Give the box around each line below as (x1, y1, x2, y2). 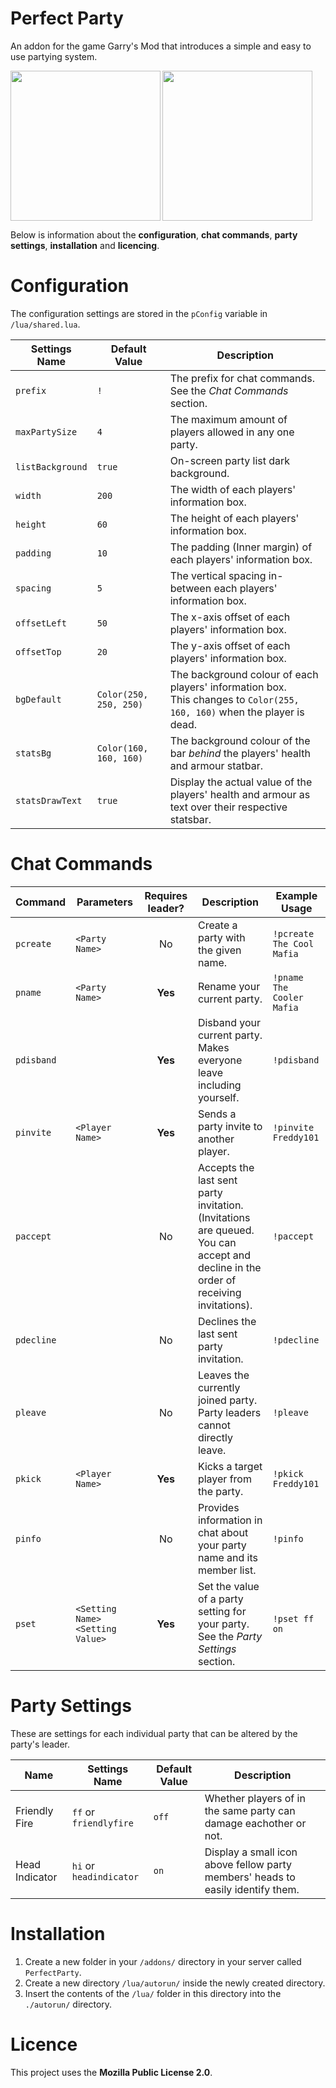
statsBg (15, 747, 52, 759)
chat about (197, 1525, 249, 1539)
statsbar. (169, 812, 212, 826)
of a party (197, 1592, 244, 1606)
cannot (197, 1418, 231, 1432)
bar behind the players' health (169, 746, 311, 760)
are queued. (197, 1223, 255, 1237)
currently (197, 1380, 241, 1394)
